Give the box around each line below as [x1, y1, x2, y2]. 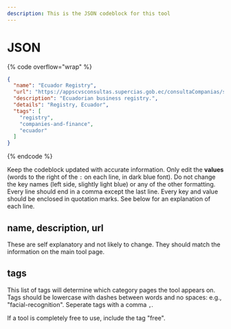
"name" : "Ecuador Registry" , [13, 82, 97, 89]
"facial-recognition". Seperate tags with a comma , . [7, 300, 153, 308]
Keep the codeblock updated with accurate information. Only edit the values [7, 166, 224, 174]
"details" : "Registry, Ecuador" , [13, 101, 109, 109]
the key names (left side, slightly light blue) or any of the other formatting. [7, 180, 216, 189]
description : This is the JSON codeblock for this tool [7, 10, 170, 17]
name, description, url [7, 222, 104, 234]
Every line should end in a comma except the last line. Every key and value [7, 187, 219, 196]
